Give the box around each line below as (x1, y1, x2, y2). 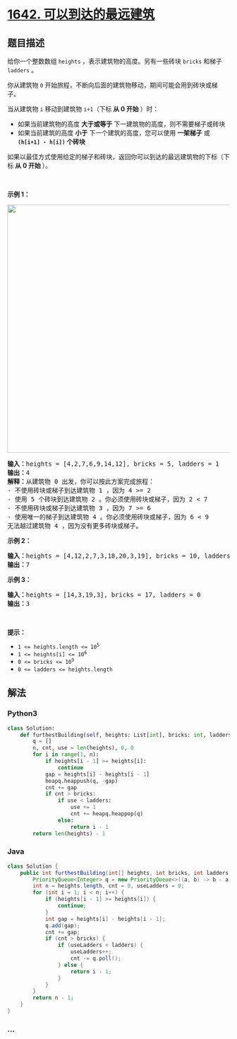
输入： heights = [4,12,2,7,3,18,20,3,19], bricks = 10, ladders (7, 552, 231, 560)
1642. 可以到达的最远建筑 (7, 6, 155, 23)
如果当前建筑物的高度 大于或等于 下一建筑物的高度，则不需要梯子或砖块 (17, 120, 226, 128)
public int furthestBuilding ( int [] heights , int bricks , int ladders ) (20, 869, 232, 876)
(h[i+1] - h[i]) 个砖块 (17, 137, 86, 146)
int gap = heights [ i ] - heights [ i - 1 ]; (44, 915, 166, 922)
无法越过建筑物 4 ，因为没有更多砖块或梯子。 (7, 522, 142, 529)
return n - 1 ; (32, 994, 74, 1001)
